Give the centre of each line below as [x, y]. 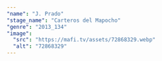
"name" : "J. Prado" [35, 14]
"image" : [19, 33]
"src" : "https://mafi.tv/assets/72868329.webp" [85, 40]
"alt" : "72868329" [40, 46]
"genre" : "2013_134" [37, 27]
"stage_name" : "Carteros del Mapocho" [64, 20]
